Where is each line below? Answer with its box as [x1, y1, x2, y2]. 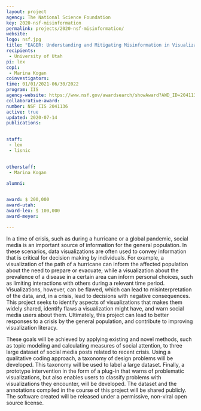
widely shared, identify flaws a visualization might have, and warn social [6, 305, 184, 312]
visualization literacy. [6, 324, 58, 331]
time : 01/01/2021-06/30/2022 [6, 81, 79, 87]
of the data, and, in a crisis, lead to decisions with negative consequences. [6, 292, 190, 299]
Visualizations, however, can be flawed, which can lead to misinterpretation [6, 285, 192, 293]
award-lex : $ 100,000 [6, 208, 60, 214]
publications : [6, 120, 42, 126]
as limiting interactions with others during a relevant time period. [6, 279, 165, 287]
